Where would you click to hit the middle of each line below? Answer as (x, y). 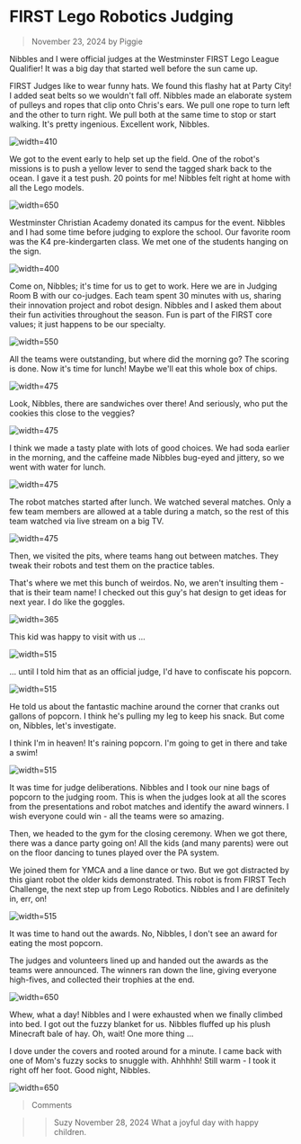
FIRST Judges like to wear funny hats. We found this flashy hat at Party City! (150, 85)
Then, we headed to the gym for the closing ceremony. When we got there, (148, 833)
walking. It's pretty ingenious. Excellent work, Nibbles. (110, 124)
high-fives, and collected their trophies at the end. (102, 979)
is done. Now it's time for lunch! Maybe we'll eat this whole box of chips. (143, 368)
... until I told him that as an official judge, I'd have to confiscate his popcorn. (150, 671)
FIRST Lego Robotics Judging (121, 17)
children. (70, 1131)
